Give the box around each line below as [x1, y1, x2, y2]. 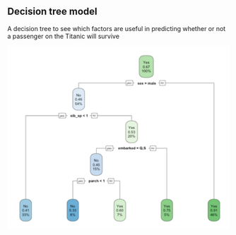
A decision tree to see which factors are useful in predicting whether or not [7, 24, 226, 32]
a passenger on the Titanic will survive [7, 32, 120, 40]
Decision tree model [7, 6, 98, 18]
